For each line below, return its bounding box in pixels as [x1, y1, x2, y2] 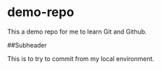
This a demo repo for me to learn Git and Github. [7, 27, 147, 36]
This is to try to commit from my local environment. [7, 54, 155, 63]
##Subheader [7, 41, 48, 49]
